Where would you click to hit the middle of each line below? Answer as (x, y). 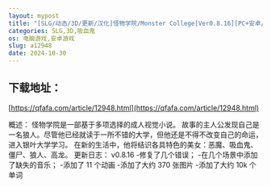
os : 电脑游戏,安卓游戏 (42, 38)
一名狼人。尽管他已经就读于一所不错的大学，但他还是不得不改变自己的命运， (135, 135)
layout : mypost (34, 16)
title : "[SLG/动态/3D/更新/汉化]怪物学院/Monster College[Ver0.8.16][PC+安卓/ (136, 23)
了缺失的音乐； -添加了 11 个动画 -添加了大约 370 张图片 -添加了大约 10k (128, 164)
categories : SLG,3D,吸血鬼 (52, 31)
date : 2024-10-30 (38, 53)
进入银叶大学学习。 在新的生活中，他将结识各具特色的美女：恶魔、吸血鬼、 (133, 144)
